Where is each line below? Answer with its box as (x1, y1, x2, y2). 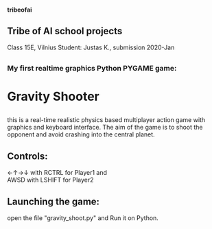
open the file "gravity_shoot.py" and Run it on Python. (7, 214, 159, 222)
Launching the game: (7, 195, 100, 207)
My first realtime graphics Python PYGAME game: (7, 63, 177, 73)
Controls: (7, 150, 48, 162)
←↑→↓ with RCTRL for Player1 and (7, 169, 108, 177)
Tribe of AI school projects (7, 25, 123, 37)
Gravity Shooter (7, 88, 99, 104)
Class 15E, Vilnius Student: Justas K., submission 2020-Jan (7, 43, 175, 51)
